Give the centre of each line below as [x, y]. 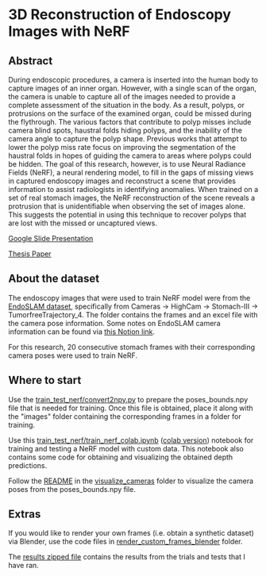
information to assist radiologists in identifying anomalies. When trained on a [133, 189]
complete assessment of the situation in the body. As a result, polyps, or [126, 105]
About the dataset [54, 279]
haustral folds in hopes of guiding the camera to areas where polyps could [130, 156]
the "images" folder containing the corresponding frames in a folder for [125, 416]
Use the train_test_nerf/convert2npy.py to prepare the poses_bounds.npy [128, 399]
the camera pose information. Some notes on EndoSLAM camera [114, 323]
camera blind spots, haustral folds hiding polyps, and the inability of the [125, 130]
